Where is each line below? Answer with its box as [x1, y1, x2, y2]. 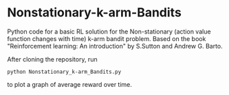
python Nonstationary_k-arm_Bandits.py [7, 68, 122, 75]
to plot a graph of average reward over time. [7, 80, 133, 88]
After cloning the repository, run [7, 55, 98, 63]
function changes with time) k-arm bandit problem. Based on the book [7, 34, 206, 42]
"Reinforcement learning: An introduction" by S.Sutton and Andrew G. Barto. [7, 42, 223, 50]
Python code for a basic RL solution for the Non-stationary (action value [7, 27, 211, 36]
